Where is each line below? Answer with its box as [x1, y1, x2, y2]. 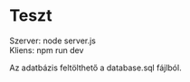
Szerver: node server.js [9, 35, 97, 46]
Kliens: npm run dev [9, 44, 84, 55]
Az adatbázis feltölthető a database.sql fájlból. [9, 62, 183, 73]
